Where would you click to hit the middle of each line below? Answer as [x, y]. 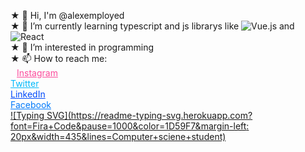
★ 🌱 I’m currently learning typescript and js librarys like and [152, 26]
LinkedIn [28, 94]
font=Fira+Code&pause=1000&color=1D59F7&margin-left [128, 126]
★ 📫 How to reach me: [59, 58]
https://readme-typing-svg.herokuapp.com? [161, 115]
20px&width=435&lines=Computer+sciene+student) [118, 136]
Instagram [37, 73]
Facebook [31, 104]
